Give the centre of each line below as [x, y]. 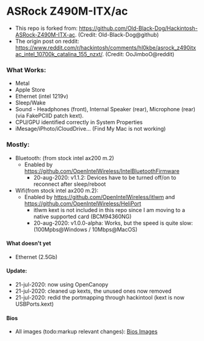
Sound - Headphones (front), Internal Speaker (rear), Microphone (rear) [105, 109]
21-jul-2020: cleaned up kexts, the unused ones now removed [93, 291]
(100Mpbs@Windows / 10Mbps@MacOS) [86, 229]
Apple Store [30, 90]
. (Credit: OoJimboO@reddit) [138, 54]
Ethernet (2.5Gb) [36, 257]
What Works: [26, 70]
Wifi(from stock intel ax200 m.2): [57, 190]
